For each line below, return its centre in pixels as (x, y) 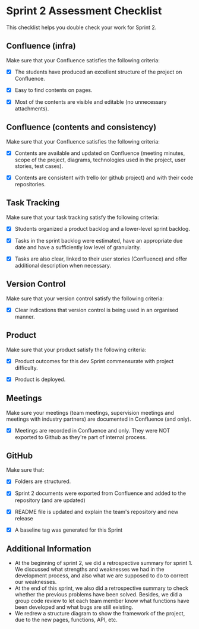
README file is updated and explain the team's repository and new (97, 512)
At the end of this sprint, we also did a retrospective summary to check (102, 588)
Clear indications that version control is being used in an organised (97, 310)
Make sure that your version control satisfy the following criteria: (85, 298)
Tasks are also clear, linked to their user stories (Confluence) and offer (101, 259)
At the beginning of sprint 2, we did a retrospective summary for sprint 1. (104, 563)
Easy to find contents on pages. (54, 90)
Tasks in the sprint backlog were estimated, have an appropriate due (99, 240)
